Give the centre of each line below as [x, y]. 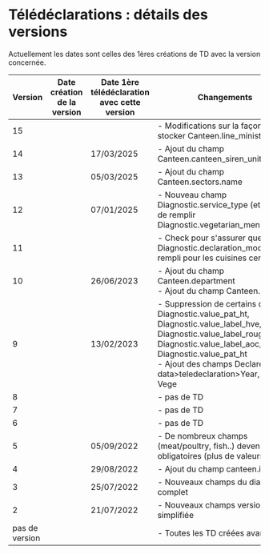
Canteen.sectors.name [200, 182]
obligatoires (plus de [196, 456]
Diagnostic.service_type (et [209, 204]
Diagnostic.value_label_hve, [209, 323]
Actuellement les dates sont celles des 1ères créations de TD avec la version [134, 54]
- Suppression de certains [207, 303]
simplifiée [176, 515]
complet [173, 492]
